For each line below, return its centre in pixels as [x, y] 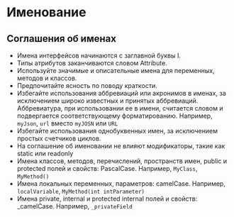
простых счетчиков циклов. [59, 138]
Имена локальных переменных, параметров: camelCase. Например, [121, 184]
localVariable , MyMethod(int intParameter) [80, 191]
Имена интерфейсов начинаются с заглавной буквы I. [99, 55]
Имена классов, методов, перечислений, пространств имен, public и [122, 161]
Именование [46, 12]
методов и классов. [47, 78]
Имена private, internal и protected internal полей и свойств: [107, 199]
